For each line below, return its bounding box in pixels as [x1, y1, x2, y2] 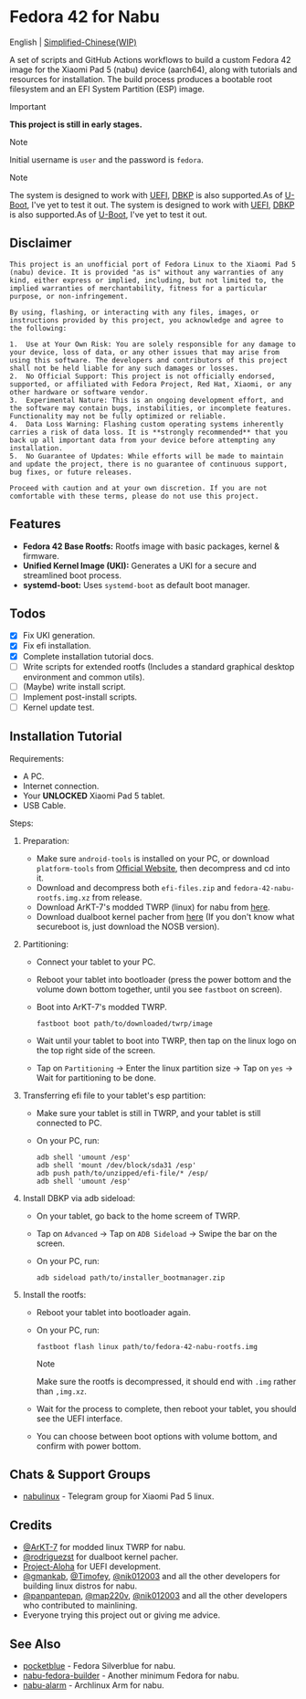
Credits [9, 1517, 53, 1533]
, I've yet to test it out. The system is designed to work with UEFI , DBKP [26, 199, 295, 210]
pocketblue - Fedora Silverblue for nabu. [22, 1661, 176, 1672]
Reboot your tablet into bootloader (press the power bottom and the [36, 974, 292, 985]
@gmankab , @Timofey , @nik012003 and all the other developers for [22, 1571, 280, 1582]
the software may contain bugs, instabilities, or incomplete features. [9, 404, 292, 413]
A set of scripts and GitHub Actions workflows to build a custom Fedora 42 [9, 54, 291, 65]
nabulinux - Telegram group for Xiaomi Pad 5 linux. [22, 1491, 215, 1502]
